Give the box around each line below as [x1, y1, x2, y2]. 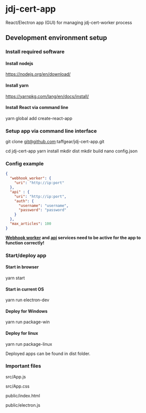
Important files [5, 363, 41, 370]
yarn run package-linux [5, 341, 52, 347]
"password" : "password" [18, 207, 67, 213]
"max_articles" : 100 [10, 221, 51, 227]
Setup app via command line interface [5, 127, 97, 134]
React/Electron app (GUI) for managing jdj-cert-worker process [5, 20, 132, 25]
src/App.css [5, 383, 30, 389]
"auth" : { [14, 199, 34, 204]
